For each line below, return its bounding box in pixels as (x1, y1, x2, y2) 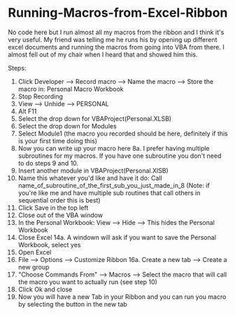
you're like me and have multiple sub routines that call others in (17, 189, 201, 197)
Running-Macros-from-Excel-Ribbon (8, 5, 228, 21)
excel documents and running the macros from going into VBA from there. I (8, 43, 225, 51)
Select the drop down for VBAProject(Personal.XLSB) (17, 114, 172, 123)
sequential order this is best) (17, 196, 101, 204)
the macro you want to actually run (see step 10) (17, 277, 158, 286)
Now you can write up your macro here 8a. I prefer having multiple (17, 144, 210, 152)
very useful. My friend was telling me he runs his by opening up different (8, 35, 218, 43)
